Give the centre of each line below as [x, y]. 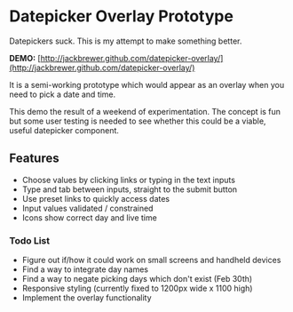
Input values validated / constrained [87, 208]
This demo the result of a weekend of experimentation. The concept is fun [145, 111]
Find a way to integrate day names [85, 269]
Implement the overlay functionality [87, 298]
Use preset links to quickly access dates [96, 198]
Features [34, 159]
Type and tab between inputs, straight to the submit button [130, 189]
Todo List [30, 240]
